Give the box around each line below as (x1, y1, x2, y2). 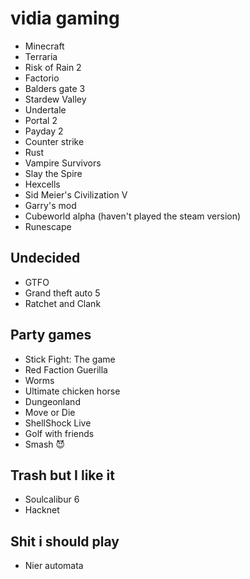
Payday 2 (24, 125, 64, 137)
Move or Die (24, 406, 76, 418)
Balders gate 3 (24, 82, 86, 94)
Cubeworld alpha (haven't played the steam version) (24, 210, 242, 222)
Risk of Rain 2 (24, 61, 82, 73)
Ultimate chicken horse (24, 385, 121, 397)
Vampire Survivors (24, 157, 102, 169)
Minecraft (24, 40, 65, 52)
